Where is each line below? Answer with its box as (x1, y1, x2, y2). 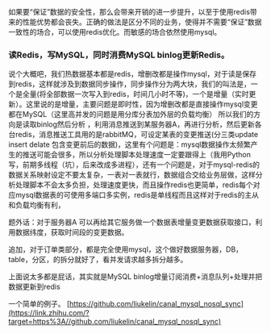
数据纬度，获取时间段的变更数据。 (15, 228, 129, 237)
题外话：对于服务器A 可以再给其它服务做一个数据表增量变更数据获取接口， (8, 217, 256, 228)
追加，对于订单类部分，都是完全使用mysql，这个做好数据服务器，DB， (8, 244, 244, 254)
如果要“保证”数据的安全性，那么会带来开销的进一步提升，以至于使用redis (8, 7, 250, 16)
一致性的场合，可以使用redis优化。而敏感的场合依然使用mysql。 (8, 27, 222, 36)
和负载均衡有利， (8, 200, 65, 210)
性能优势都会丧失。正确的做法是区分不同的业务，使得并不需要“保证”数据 (22, 17, 262, 27)
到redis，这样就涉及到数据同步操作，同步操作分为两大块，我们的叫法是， (8, 79, 252, 89)
